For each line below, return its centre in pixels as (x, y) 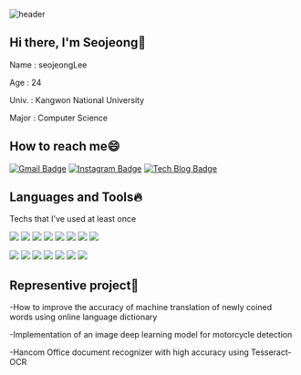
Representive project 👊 (74, 285)
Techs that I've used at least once (73, 219)
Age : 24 (26, 82)
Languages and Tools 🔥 (76, 198)
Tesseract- (271, 352)
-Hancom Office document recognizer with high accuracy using (129, 352)
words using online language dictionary (83, 317)
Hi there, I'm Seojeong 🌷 (78, 42)
